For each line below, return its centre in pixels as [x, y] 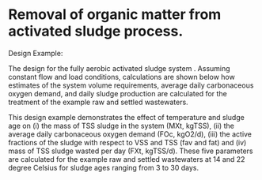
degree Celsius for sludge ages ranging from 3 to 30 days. [104, 167]
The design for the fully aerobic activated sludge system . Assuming [120, 68]
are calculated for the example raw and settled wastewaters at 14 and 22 [127, 159]
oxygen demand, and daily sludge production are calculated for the [118, 93]
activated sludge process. [96, 31]
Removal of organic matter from [115, 15]
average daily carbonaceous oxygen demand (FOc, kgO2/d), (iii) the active [130, 134]
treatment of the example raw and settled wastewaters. [98, 102]
